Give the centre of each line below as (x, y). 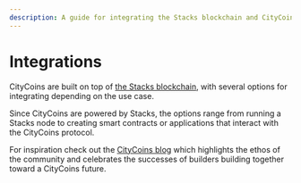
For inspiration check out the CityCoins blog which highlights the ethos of (145, 149)
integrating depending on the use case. (82, 96)
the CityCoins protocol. (52, 132)
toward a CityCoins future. (58, 168)
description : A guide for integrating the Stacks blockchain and (133, 17)
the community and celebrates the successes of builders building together (147, 159)
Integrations (56, 61)
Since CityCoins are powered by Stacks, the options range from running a (146, 113)
